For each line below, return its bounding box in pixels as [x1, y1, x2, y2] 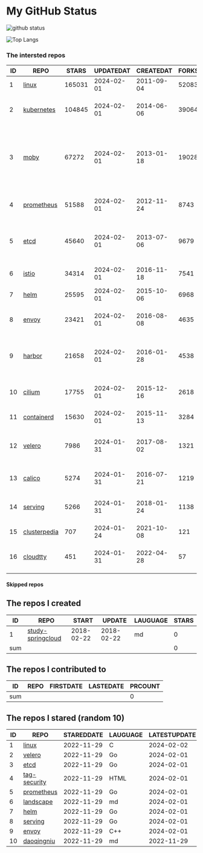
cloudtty [23, 553, 47, 561]
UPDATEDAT [94, 66, 131, 75]
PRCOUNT [129, 682, 161, 690]
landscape [23, 797, 53, 806]
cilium [23, 388, 40, 396]
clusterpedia [23, 527, 59, 536]
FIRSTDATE [49, 682, 83, 690]
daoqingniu [23, 837, 56, 845]
